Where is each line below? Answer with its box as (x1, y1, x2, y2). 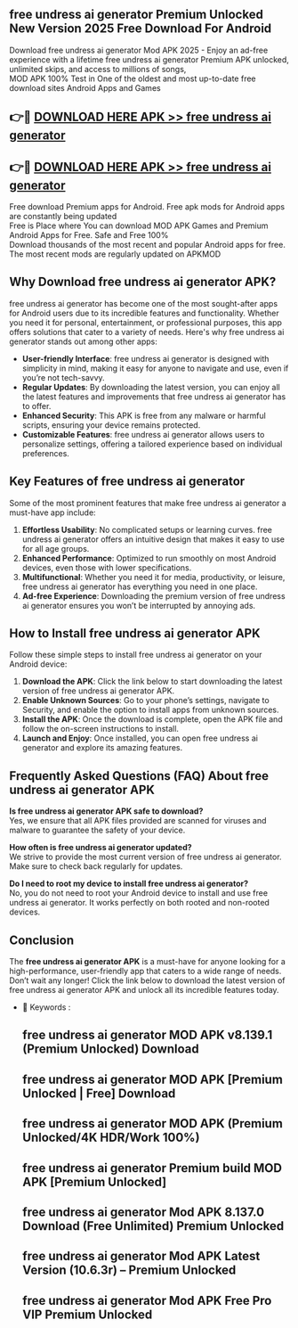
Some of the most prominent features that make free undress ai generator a (9, 497, 286, 508)
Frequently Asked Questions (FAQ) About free (9, 768, 270, 783)
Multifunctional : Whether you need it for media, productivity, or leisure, (21, 571, 286, 582)
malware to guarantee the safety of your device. (9, 824, 186, 836)
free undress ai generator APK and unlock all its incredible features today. (9, 985, 279, 996)
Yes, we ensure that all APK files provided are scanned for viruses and (9, 816, 267, 826)
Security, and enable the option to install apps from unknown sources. (21, 704, 279, 716)
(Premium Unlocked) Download (21, 1042, 199, 1057)
